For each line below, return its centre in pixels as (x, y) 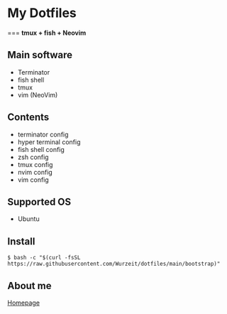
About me (29, 286)
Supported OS (39, 201)
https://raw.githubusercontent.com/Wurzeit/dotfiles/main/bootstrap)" (114, 264)
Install (21, 241)
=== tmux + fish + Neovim (47, 33)
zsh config (33, 157)
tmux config (35, 164)
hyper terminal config (49, 142)
